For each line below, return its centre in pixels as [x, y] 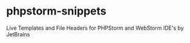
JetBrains [18, 34]
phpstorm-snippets [57, 11]
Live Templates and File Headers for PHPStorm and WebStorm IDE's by [95, 28]
